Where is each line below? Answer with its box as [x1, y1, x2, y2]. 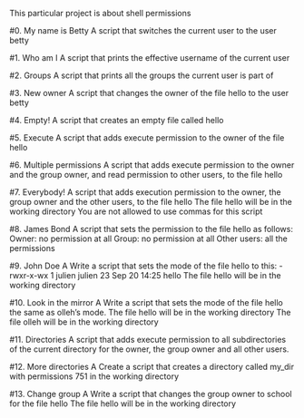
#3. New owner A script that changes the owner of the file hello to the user [9, 88, 289, 98]
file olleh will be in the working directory [9, 316, 159, 327]
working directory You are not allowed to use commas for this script [9, 206, 263, 217]
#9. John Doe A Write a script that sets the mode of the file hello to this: [9, 260, 278, 271]
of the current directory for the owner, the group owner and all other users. [9, 344, 289, 355]
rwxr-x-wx [9, 270, 49, 280]
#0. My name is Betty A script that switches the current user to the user [9, 25, 277, 35]
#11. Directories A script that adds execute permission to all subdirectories [9, 335, 287, 345]
